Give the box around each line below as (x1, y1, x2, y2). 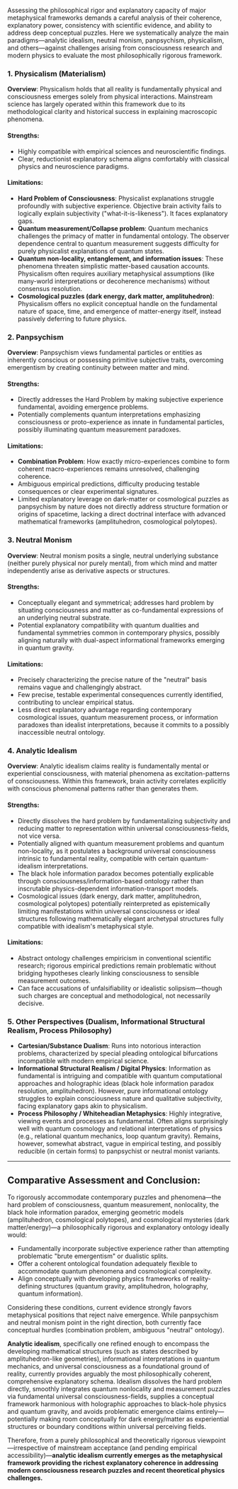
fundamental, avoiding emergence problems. (17, 403, 149, 412)
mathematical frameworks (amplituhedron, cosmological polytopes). (17, 517, 217, 526)
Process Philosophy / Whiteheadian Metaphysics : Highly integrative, (17, 1109, 222, 1118)
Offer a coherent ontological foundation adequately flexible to (17, 1259, 198, 1267)
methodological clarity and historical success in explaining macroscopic (7, 108, 217, 116)
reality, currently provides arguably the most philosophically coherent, (7, 1369, 212, 1378)
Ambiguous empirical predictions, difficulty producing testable (17, 480, 200, 488)
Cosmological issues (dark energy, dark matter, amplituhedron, (17, 892, 202, 900)
